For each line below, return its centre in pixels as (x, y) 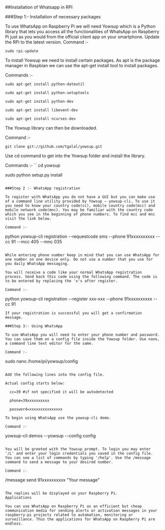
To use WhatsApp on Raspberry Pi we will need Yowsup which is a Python (81, 26)
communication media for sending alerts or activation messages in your (81, 511)
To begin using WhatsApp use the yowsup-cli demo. (58, 418)
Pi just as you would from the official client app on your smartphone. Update (82, 37)
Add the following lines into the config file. (55, 375)
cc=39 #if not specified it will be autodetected (61, 392)
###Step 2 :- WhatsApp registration (43, 188)
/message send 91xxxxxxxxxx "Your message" (52, 480)
